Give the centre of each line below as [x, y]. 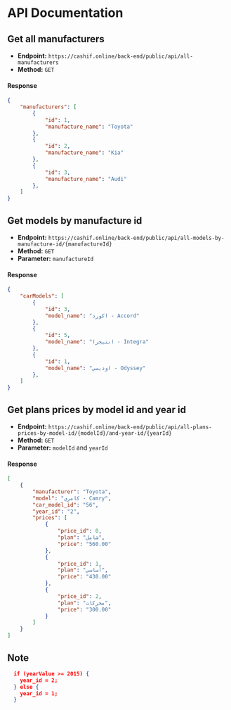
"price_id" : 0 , [79, 531]
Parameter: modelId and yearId [62, 448]
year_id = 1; [39, 693]
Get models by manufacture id [75, 221]
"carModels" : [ [42, 296]
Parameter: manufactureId [55, 259]
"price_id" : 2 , [79, 596]
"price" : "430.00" [84, 577]
